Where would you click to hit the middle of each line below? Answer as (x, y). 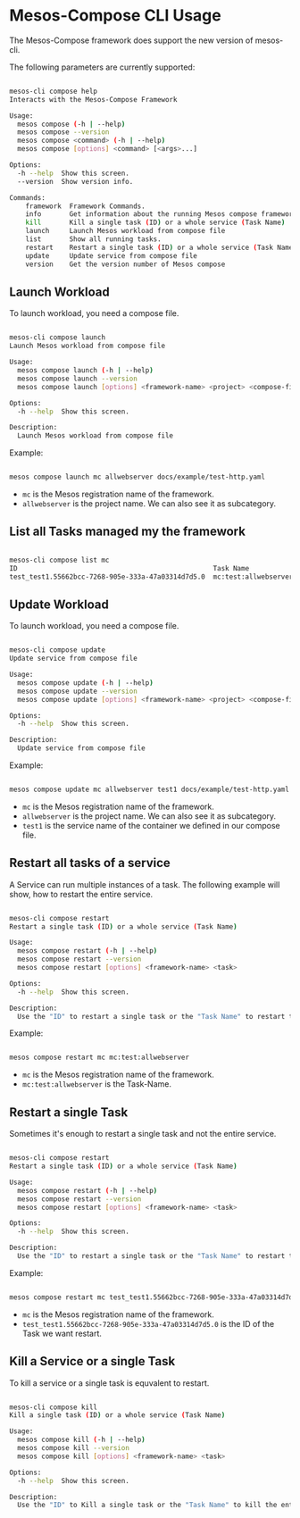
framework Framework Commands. (85, 206)
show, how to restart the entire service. (81, 894)
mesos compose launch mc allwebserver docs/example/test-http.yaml (137, 477)
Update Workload (59, 604)
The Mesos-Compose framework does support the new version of (131, 40)
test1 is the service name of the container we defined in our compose (151, 825)
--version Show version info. (75, 181)
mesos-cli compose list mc (59, 560)
